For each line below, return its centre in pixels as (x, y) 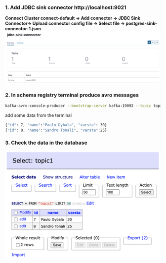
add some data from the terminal (39, 115)
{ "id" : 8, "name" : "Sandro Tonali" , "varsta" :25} (56, 130)
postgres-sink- (141, 23)
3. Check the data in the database (46, 143)
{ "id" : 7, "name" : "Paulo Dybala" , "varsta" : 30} (56, 125)
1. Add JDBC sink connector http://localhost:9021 (66, 7)
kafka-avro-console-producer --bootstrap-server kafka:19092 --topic (78, 105)
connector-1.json (23, 29)
